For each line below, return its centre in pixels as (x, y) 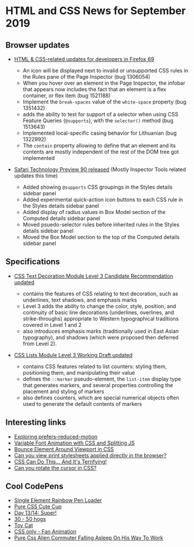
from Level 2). (40, 343)
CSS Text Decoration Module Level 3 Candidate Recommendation (94, 276)
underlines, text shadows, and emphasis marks (80, 300)
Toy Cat (24, 525)
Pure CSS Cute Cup (38, 506)
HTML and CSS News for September (96, 11)
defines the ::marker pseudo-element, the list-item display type (102, 379)
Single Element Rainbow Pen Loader (58, 501)
